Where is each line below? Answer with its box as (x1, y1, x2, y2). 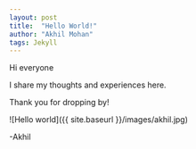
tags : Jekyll (9, 37, 58, 47)
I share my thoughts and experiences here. (9, 79, 167, 90)
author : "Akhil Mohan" (9, 29, 94, 38)
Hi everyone (9, 62, 54, 73)
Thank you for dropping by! (9, 97, 110, 108)
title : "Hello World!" (9, 21, 98, 30)
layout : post (9, 12, 58, 22)
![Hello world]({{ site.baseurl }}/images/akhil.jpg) (9, 114, 189, 125)
